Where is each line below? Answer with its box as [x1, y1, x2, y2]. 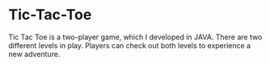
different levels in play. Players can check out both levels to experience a [8, 40, 251, 50]
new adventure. [8, 49, 61, 59]
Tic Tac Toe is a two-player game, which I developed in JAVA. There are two [8, 32, 263, 42]
